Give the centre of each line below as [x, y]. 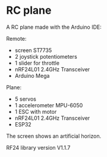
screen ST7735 [33, 50]
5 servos [26, 99]
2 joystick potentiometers [46, 56]
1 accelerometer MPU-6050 [49, 105]
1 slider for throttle [37, 63]
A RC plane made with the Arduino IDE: [54, 27]
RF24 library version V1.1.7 [38, 147]
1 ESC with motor [36, 111]
